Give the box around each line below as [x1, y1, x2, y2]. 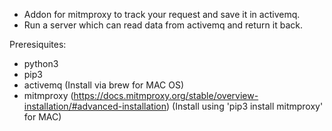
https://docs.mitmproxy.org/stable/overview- [73, 90, 259, 101]
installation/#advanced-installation [23, 100, 167, 112]
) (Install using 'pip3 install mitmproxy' [166, 100, 324, 112]
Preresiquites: [9, 39, 67, 50]
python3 [23, 58, 59, 69]
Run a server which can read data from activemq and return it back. [23, 19, 304, 31]
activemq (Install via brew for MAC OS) [23, 79, 185, 91]
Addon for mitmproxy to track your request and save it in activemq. [23, 9, 301, 20]
